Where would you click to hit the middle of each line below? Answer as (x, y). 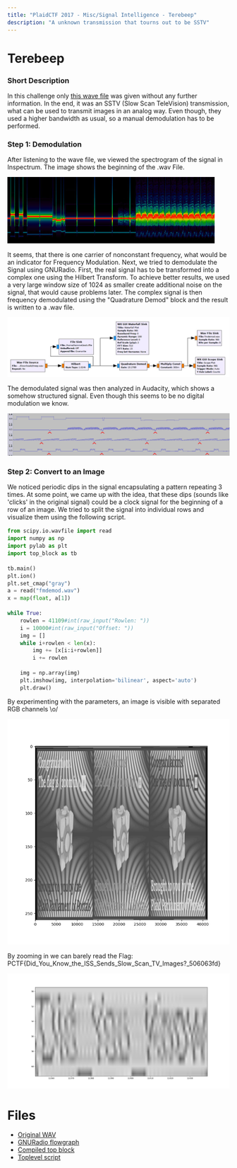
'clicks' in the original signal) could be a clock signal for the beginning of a (115, 502)
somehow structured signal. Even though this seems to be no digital (106, 396)
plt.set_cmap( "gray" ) (39, 583)
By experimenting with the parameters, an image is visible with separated (114, 702)
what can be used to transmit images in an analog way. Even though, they (114, 110)
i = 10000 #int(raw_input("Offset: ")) (77, 628)
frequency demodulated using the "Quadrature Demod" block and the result (118, 300)
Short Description (38, 80)
